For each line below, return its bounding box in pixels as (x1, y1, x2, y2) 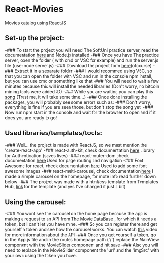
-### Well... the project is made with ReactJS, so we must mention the (5, 142, 147, 148)
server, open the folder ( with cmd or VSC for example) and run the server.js (5, 57, 159, 63)
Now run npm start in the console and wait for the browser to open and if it (5, 109, 156, 115)
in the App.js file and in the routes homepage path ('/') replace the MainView (5, 237, 159, 243)
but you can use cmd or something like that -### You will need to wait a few (5, 78, 159, 84)
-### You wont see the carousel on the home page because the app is (5, 211, 148, 217)
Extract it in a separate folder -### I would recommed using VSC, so (14, 68, 153, 74)
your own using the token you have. (5, 253, 77, 259)
